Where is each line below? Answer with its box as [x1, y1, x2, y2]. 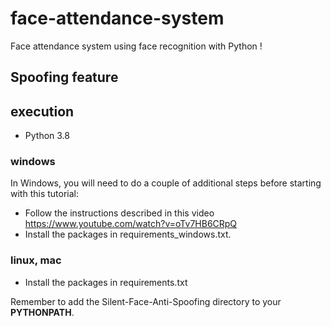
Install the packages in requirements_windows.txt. [24, 228, 232, 241]
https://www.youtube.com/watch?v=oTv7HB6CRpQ [24, 218, 238, 230]
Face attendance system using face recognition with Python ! [10, 40, 263, 52]
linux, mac [10, 253, 62, 267]
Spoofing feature [10, 69, 119, 86]
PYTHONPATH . [10, 306, 75, 318]
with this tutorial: [10, 188, 79, 200]
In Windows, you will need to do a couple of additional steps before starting [10, 177, 322, 189]
